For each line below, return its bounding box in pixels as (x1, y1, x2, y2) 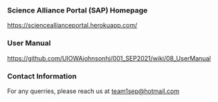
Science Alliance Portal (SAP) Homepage (7, 6, 148, 15)
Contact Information (7, 71, 78, 81)
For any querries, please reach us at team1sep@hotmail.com (7, 87, 180, 95)
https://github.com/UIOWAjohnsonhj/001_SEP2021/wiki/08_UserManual (7, 54, 211, 62)
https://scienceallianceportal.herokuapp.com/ (7, 21, 138, 30)
